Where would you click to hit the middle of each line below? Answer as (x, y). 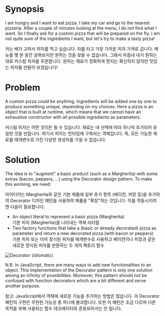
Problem (23, 88)
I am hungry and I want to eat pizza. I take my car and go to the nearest (78, 23)
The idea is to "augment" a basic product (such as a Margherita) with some (82, 174)
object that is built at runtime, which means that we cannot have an (73, 112)
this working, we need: (28, 184)
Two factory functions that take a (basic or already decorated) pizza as (84, 228)
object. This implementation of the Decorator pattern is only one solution (79, 270)
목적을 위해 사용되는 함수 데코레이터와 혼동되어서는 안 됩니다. (64, 308)
